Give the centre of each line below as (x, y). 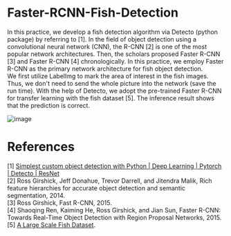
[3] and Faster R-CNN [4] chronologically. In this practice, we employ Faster (115, 61)
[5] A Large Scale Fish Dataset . (51, 225)
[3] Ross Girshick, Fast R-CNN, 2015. (59, 203)
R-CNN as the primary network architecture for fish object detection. (105, 69)
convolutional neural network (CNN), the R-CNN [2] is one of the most (107, 46)
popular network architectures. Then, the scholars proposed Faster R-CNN (114, 54)
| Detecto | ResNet (34, 173)
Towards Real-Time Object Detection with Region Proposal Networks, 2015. (114, 217)
